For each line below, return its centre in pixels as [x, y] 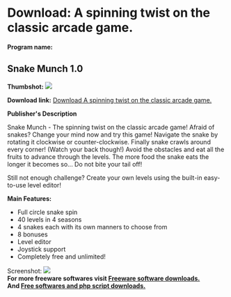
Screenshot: [25, 271]
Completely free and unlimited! [61, 257]
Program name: [30, 47]
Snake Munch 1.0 [45, 69]
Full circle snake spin [47, 212]
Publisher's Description [42, 114]
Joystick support [41, 249]
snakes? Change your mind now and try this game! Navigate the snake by [113, 135]
